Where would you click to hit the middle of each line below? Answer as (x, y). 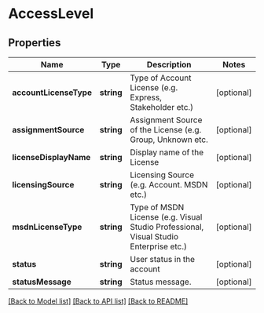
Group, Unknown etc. (169, 140)
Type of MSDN (157, 207)
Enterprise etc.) (158, 246)
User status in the (162, 259)
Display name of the (167, 152)
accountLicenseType (52, 93)
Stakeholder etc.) (162, 107)
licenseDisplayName (51, 157)
